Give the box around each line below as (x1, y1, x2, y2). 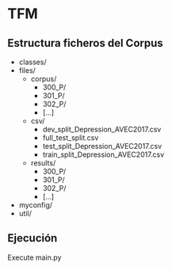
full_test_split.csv (42, 133, 99, 143)
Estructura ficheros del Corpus (7, 36, 163, 50)
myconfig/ (18, 200, 53, 210)
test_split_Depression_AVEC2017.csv (42, 142, 162, 150)
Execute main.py (7, 253, 62, 262)
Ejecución (7, 231, 58, 245)
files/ (18, 66, 36, 75)
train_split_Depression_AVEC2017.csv (42, 150, 165, 159)
